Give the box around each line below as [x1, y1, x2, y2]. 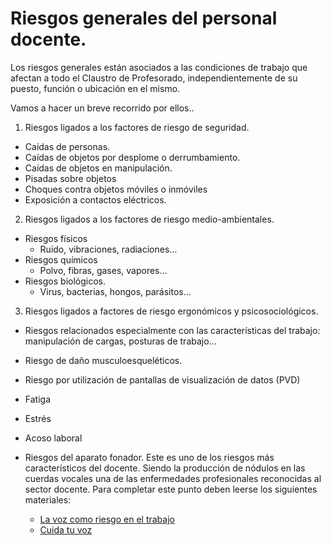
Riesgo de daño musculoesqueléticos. [24, 354, 183, 366]
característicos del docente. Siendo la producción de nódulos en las [24, 462, 306, 474]
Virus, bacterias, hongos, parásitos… [39, 285, 192, 297]
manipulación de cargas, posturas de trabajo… [24, 335, 217, 347]
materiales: [24, 493, 72, 506]
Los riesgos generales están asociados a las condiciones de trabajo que [10, 61, 308, 73]
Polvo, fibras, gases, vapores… [39, 264, 168, 276]
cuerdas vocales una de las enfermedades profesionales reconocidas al [24, 472, 322, 484]
